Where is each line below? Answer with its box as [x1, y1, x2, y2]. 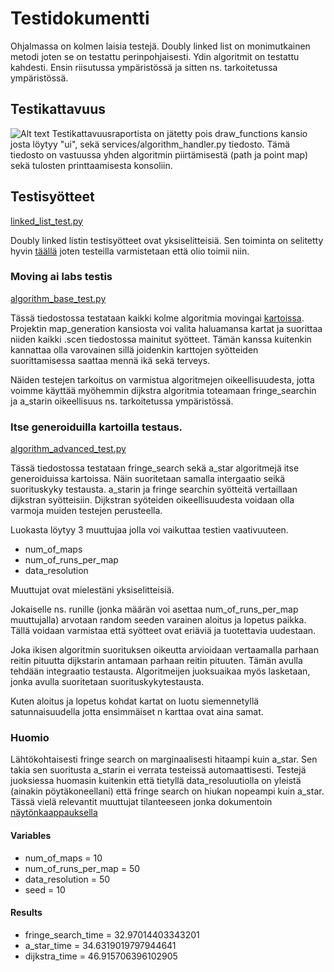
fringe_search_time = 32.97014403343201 [24, 928, 200, 941]
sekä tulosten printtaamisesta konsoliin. [10, 159, 173, 171]
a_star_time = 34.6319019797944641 [24, 939, 177, 951]
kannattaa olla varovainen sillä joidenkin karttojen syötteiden [10, 343, 259, 356]
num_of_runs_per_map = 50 [24, 862, 141, 874]
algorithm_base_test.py [10, 292, 107, 304]
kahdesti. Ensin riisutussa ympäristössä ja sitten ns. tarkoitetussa [10, 61, 278, 73]
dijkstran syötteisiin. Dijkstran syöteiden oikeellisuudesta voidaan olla [10, 494, 295, 506]
